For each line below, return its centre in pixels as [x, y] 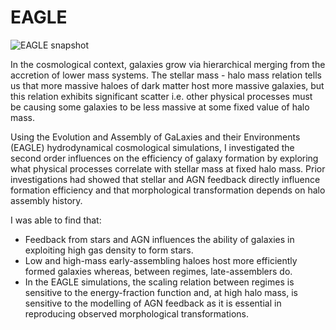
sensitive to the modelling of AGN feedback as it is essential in [153, 303]
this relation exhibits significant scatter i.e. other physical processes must [161, 96]
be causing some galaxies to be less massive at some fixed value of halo [160, 107]
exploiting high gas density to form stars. [109, 250]
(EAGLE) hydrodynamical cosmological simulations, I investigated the [152, 147]
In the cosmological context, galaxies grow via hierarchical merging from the [168, 64]
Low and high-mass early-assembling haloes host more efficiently [161, 260]
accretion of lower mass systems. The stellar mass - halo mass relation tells [166, 75]
